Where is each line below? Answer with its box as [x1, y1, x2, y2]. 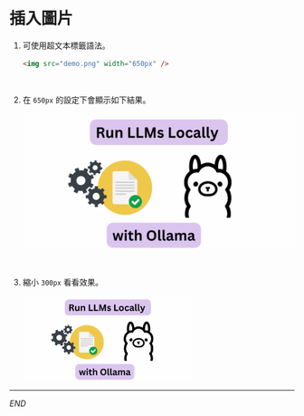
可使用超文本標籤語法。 [22, 40, 110, 51]
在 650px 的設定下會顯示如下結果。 [22, 94, 151, 105]
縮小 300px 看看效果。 [22, 276, 104, 287]
